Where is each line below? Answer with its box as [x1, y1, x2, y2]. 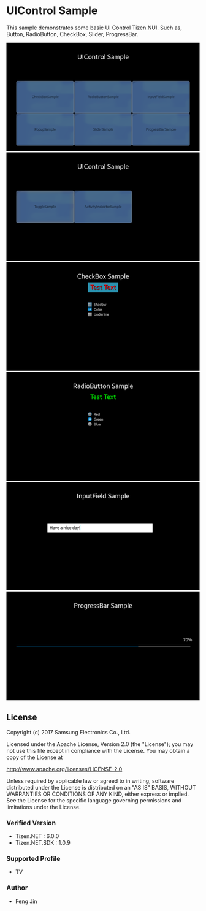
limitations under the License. [6, 803, 81, 810]
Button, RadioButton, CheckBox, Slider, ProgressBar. [6, 30, 139, 37]
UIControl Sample [6, 4, 98, 18]
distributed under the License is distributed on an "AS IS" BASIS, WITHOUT [6, 783, 196, 791]
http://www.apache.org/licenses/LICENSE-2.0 [6, 765, 123, 772]
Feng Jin [15, 898, 38, 905]
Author [6, 883, 28, 892]
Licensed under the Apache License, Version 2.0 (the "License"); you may [6, 740, 194, 748]
